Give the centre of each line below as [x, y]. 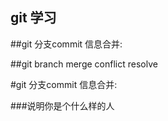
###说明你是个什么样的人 [62, 105]
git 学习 [33, 18]
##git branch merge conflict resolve [84, 64]
